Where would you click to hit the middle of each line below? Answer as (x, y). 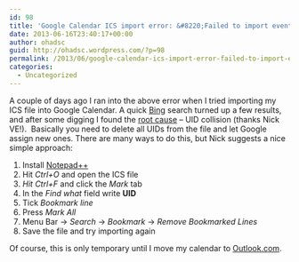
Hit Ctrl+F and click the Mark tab (82, 184)
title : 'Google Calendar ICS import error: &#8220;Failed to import (139, 26)
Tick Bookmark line (57, 202)
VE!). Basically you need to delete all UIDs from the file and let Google (138, 129)
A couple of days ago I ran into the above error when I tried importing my (143, 100)
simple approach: (41, 147)
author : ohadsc (37, 42)
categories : (31, 67)
